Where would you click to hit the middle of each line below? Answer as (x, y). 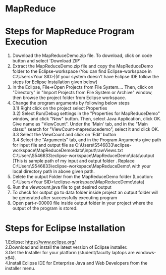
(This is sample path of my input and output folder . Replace (73, 161)
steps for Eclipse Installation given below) (55, 82)
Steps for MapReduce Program (70, 31)
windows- (146, 253)
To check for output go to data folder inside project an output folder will (85, 192)
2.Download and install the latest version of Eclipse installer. (66, 247)
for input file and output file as (43, 145)
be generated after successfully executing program (65, 198)
